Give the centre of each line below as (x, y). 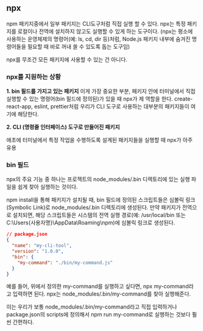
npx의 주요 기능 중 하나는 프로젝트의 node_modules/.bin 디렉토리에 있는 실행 (98, 179)
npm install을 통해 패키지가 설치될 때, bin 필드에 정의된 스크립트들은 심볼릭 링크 (101, 200)
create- (183, 99)
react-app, (20, 107)
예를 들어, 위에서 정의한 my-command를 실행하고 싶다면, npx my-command (98, 287)
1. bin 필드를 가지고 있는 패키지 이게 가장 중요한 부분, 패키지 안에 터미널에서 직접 (101, 91)
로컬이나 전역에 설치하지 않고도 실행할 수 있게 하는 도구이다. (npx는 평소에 (105, 31)
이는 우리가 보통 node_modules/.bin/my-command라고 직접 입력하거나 (92, 307)
